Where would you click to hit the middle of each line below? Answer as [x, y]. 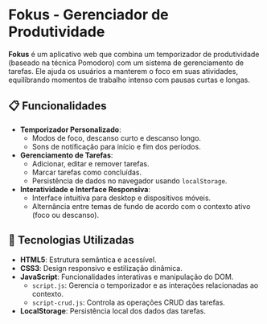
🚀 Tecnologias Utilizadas [71, 240]
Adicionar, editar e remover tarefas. [90, 163]
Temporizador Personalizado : [71, 129]
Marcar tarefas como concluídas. [87, 172]
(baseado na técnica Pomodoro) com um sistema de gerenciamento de [126, 63]
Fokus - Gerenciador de [88, 15]
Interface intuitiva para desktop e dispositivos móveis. [121, 198]
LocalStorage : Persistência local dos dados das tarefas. [113, 310]
